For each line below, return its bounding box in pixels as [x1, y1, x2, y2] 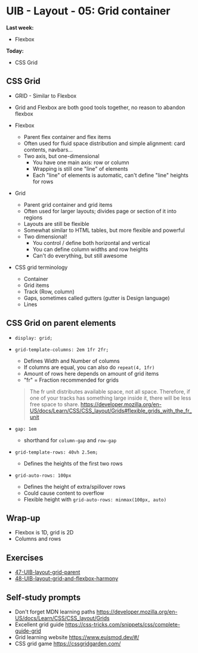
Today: [6, 47, 24, 55]
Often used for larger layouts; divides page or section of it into [23, 207, 177, 214]
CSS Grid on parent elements [6, 318, 116, 328]
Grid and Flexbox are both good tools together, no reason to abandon [14, 104, 185, 111]
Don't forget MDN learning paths [14, 608, 95, 615]
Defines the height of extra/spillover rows [23, 483, 126, 490]
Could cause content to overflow [23, 489, 104, 497]
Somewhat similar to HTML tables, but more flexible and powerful [23, 226, 185, 234]
